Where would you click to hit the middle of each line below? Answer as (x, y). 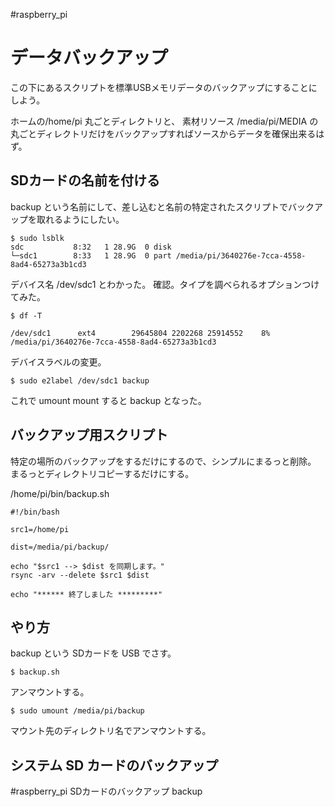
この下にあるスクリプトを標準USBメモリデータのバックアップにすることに (164, 87)
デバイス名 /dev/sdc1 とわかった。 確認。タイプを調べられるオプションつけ (165, 284)
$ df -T (26, 315)
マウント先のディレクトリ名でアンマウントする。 (111, 731)
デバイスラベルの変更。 (58, 361)
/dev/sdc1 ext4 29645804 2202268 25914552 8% (140, 333)
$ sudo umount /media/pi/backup (77, 711)
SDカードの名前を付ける (85, 180)
